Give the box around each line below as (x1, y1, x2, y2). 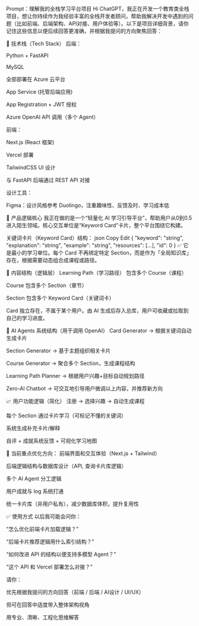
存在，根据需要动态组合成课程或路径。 (6, 257, 100, 263)
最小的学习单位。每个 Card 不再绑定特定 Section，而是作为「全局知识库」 (11, 249, 192, 256)
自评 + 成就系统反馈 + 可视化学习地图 (6, 437, 97, 444)
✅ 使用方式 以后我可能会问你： (6, 513, 81, 520)
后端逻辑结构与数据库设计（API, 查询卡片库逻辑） (6, 462, 127, 469)
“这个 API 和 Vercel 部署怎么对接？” (6, 563, 93, 570)
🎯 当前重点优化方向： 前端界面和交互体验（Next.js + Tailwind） (6, 450, 160, 457)
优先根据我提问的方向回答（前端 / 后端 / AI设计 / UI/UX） (6, 589, 144, 595)
